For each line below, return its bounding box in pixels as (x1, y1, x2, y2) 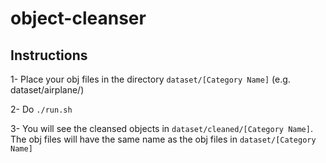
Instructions (10, 47, 88, 64)
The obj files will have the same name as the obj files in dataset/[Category (10, 133, 317, 145)
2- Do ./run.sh (10, 103, 73, 115)
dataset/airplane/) (10, 84, 85, 96)
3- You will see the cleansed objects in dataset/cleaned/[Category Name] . (10, 123, 313, 134)
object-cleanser (10, 7, 147, 30)
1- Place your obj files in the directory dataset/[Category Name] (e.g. (10, 73, 291, 85)
